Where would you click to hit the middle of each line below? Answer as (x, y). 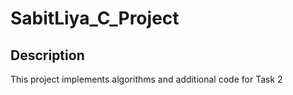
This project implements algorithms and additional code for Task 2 (146, 79)
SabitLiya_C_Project (95, 18)
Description (47, 55)
